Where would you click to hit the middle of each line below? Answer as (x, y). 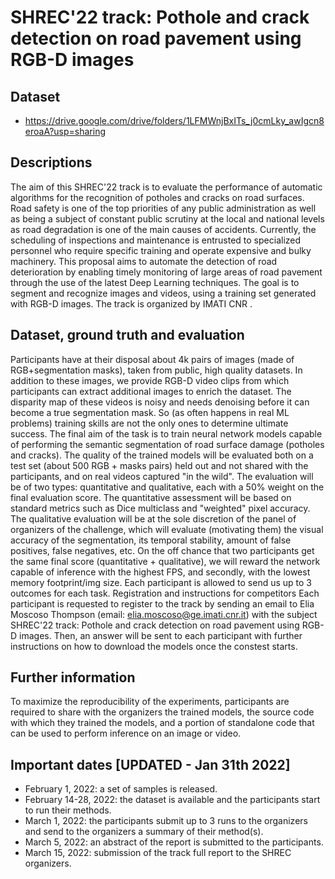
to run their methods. (68, 810)
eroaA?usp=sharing (65, 131)
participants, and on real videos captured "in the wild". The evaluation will (162, 476)
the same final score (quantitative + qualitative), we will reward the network (165, 561)
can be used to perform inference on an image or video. (126, 733)
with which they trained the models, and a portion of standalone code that (162, 723)
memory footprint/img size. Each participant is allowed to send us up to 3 (161, 582)
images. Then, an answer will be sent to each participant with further (161, 635)
